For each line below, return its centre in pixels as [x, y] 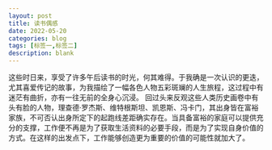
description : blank [41, 53]
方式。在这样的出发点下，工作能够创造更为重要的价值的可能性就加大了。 [129, 137]
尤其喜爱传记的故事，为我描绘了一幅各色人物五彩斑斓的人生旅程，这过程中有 [136, 87]
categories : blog [38, 38]
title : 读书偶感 [33, 23]
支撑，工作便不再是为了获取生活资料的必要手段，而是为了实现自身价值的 [143, 127]
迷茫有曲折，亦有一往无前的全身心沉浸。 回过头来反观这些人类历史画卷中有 [134, 97]
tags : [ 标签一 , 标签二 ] [43, 46]
